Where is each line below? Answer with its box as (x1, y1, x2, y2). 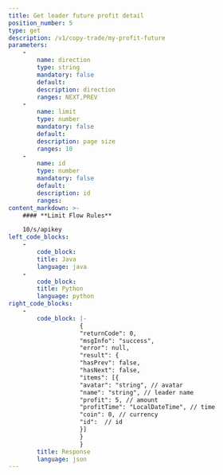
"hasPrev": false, (79, 359, 141, 367)
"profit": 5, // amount (79, 395, 158, 404)
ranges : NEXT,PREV (37, 93, 98, 101)
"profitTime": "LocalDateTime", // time (79, 403, 216, 411)
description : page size (37, 137, 115, 146)
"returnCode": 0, (79, 329, 137, 337)
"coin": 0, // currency (79, 411, 158, 419)
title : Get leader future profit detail (8, 11, 145, 20)
